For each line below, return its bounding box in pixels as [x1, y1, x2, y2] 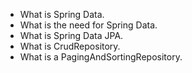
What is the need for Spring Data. [19, 19, 158, 31]
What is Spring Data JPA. [19, 30, 124, 41]
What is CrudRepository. [19, 40, 121, 52]
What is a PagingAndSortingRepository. [19, 51, 183, 63]
